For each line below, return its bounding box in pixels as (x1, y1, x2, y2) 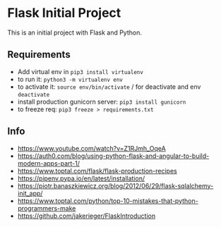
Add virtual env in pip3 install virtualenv (17, 67, 143, 75)
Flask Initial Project (7, 5, 121, 21)
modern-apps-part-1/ (17, 159, 80, 167)
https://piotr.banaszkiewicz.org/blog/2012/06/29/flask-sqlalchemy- (17, 181, 214, 190)
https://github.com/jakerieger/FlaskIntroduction (17, 211, 156, 220)
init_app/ (17, 189, 43, 197)
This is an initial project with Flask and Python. (7, 28, 143, 37)
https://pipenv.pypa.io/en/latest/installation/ (17, 174, 145, 183)
